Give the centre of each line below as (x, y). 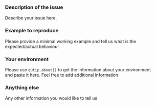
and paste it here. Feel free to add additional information (62, 75)
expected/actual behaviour (32, 46)
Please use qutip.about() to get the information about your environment (78, 69)
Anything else (22, 87)
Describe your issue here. (31, 18)
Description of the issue (34, 7)
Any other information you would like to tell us (51, 98)
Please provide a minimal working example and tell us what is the (71, 41)
